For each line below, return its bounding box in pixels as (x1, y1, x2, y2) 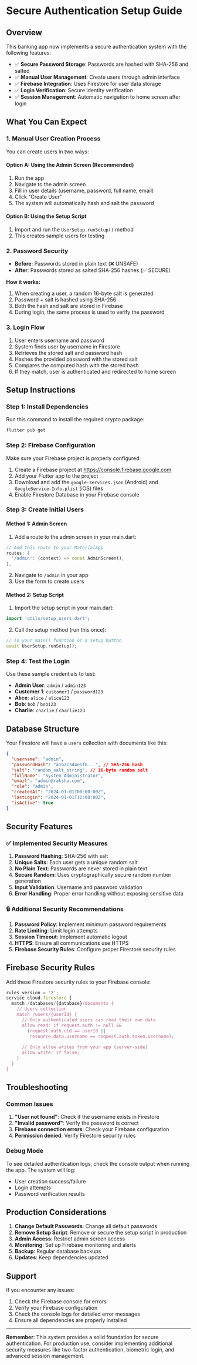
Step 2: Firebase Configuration (6, 441, 96, 450)
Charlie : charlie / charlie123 (14, 707, 86, 714)
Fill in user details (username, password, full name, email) (14, 187, 154, 194)
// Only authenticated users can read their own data (21, 1017, 157, 1023)
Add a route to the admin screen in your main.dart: (14, 533, 137, 540)
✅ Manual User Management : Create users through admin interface (14, 73, 180, 81)
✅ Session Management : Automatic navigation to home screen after (14, 93, 181, 100)
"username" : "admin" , (11, 756, 64, 762)
